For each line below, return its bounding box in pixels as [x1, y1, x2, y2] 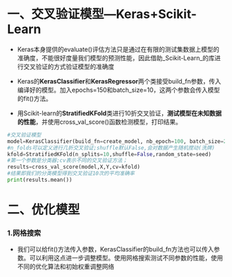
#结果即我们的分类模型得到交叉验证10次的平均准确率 [7, 170, 135, 177]
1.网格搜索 [7, 229, 41, 238]
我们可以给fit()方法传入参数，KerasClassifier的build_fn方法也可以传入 [17, 245, 214, 254]
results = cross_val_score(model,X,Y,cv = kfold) [7, 164, 140, 171]
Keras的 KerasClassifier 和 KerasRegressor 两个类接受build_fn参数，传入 [17, 77, 222, 85]
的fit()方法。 [17, 94, 52, 102]
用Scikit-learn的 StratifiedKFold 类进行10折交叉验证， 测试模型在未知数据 [17, 108, 222, 117]
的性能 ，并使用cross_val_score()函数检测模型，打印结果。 [17, 117, 182, 126]
